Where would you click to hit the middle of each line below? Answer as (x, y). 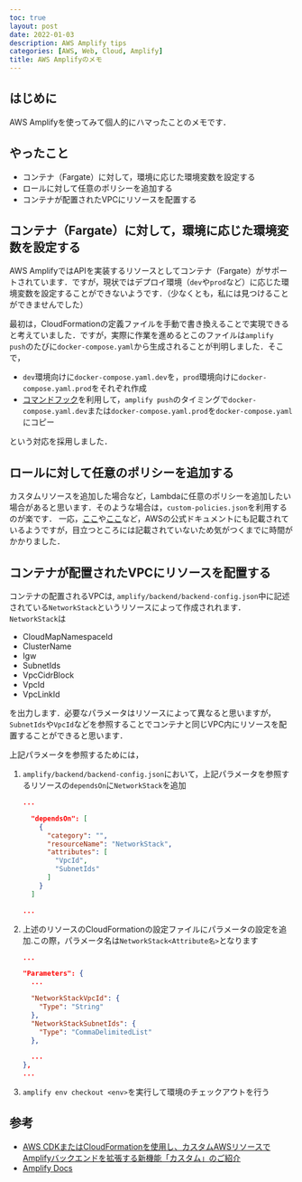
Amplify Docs (47, 1168)
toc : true (28, 18)
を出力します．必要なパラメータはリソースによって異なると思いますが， (143, 713)
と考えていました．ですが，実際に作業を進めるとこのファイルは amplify (142, 335)
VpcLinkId (41, 694)
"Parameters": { (53, 974)
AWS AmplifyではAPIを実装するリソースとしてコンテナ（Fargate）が (137, 271)
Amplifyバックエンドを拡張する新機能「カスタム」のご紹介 (132, 1158)
